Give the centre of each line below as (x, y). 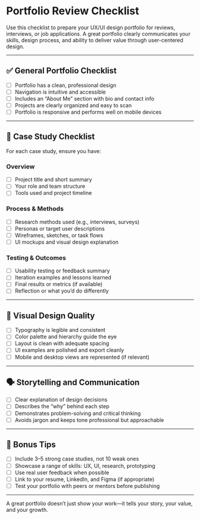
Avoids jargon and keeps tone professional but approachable (89, 420)
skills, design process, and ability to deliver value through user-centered (95, 40)
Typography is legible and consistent (60, 330)
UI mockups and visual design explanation (67, 242)
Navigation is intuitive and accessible (60, 92)
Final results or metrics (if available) (59, 284)
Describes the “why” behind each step (62, 406)
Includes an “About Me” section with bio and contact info (85, 98)
